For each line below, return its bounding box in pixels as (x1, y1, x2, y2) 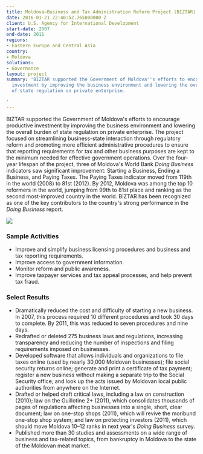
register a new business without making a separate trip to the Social (14, 371, 184, 379)
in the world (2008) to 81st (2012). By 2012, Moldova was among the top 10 (6, 179, 193, 187)
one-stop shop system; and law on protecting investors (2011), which (14, 416, 187, 424)
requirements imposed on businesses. (14, 346, 111, 353)
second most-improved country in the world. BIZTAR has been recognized (6, 192, 192, 200)
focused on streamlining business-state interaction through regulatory (6, 135, 181, 142)
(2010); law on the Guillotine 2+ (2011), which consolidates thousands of (14, 397, 195, 404)
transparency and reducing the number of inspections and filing (14, 339, 174, 346)
